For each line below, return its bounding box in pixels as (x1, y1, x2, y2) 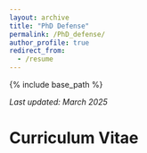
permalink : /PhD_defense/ (9, 30, 105, 38)
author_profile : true (9, 38, 90, 47)
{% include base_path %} (9, 80, 103, 89)
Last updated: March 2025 (9, 97, 109, 107)
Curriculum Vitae (9, 128, 139, 149)
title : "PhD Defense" (9, 21, 90, 30)
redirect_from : (9, 47, 66, 55)
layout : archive (9, 13, 69, 22)
